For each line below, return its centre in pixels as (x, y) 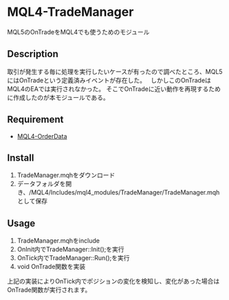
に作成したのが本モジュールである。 (58, 97)
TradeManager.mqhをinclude (58, 241)
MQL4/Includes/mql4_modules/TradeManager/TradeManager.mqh (125, 192)
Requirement (35, 120)
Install (21, 158)
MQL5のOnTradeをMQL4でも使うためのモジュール (78, 32)
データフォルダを (41, 184)
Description (33, 54)
